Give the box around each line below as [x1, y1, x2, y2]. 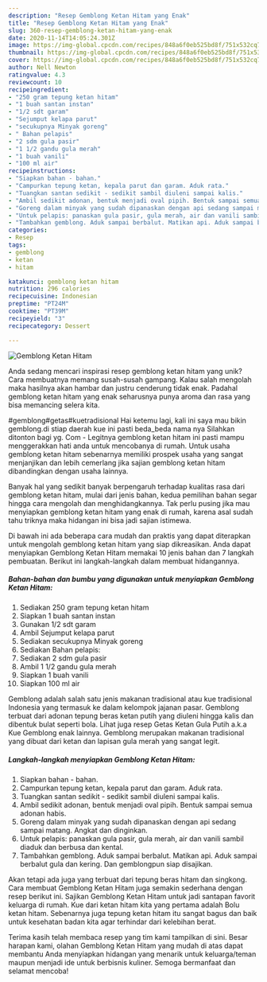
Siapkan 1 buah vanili [19, 670, 89, 680]
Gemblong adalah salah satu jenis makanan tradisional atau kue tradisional [8, 694, 253, 704]
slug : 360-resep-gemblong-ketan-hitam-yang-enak [8, 26, 172, 34]
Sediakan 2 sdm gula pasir [19, 653, 107, 663]
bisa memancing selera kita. [8, 399, 100, 410]
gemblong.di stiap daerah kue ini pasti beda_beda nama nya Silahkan [8, 423, 235, 434]
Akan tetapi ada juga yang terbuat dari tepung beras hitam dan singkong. [8, 875, 248, 884]
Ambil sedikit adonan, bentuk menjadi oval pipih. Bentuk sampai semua [19, 801, 253, 810]
